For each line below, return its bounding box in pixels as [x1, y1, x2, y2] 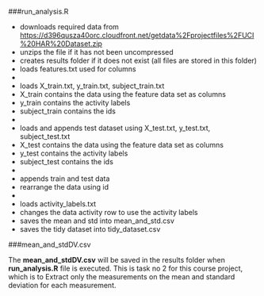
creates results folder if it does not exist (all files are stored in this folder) [19, 56, 258, 65]
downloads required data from [19, 22, 119, 31]
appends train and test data [19, 174, 110, 183]
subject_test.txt [19, 132, 71, 141]
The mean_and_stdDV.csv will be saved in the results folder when [8, 256, 226, 264]
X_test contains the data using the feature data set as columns [19, 140, 224, 149]
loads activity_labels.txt [19, 199, 97, 209]
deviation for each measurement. [8, 281, 117, 290]
